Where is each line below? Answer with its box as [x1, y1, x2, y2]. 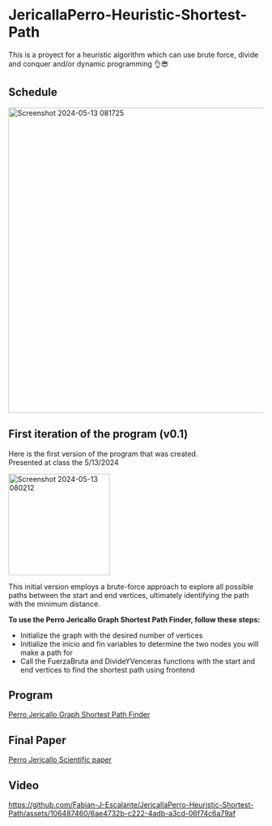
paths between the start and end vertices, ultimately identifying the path [8, 590, 249, 600]
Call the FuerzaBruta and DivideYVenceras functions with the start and [19, 656, 256, 666]
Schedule [8, 85, 58, 99]
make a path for [19, 647, 73, 657]
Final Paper [8, 733, 66, 747]
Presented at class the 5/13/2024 [8, 457, 119, 467]
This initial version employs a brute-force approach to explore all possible [8, 582, 253, 592]
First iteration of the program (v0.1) [8, 428, 189, 441]
